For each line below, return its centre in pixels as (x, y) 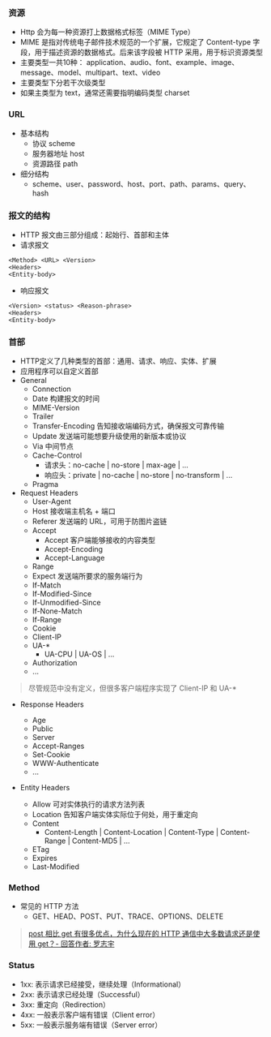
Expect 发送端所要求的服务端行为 (87, 576)
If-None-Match (57, 611)
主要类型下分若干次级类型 (63, 83)
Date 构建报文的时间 (66, 398)
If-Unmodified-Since (66, 603)
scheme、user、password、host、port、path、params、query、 (141, 183)
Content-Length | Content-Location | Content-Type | (131, 833)
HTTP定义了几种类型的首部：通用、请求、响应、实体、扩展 (118, 361)
